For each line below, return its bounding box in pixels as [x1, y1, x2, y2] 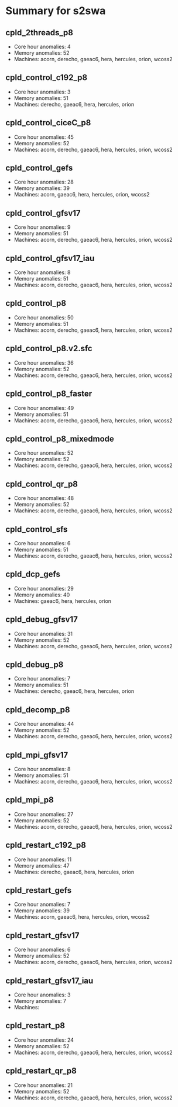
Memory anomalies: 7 [13, 998, 67, 1005]
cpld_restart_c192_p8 [5, 840, 86, 851]
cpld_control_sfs [5, 524, 68, 534]
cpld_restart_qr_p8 [5, 1066, 77, 1076]
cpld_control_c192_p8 [5, 72, 88, 83]
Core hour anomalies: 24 [13, 1036, 74, 1043]
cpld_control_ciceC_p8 [5, 118, 91, 128]
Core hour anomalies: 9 [13, 224, 71, 231]
